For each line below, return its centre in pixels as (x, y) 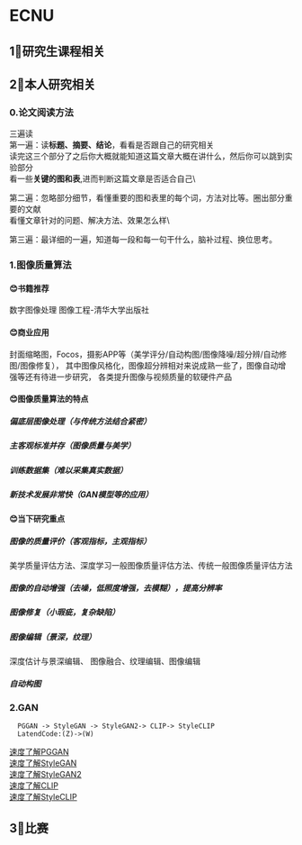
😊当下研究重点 (37, 519)
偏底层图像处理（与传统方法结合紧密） (80, 421)
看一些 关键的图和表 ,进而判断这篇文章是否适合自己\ (102, 179)
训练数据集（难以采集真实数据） (68, 470)
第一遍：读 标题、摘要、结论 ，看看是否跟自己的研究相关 (111, 145)
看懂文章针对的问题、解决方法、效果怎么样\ (90, 221)
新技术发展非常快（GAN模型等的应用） (81, 494)
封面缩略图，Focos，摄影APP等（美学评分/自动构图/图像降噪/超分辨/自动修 (148, 354)
